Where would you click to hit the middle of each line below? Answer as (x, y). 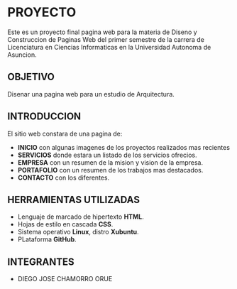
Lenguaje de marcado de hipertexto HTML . (81, 217)
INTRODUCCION (44, 117)
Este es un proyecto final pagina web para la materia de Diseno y (102, 32)
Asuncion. (22, 55)
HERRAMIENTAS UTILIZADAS (74, 200)
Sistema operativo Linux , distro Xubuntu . (78, 232)
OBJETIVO (31, 77)
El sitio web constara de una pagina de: (65, 133)
